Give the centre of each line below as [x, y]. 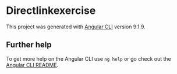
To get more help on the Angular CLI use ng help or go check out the [88, 58]
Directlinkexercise [51, 11]
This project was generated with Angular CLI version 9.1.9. [76, 27]
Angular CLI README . [32, 65]
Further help [29, 45]
